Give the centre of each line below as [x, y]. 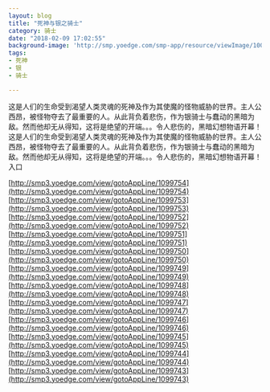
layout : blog [30, 16]
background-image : [39, 46]
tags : [17, 53]
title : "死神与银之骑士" [45, 23]
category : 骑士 [33, 31]
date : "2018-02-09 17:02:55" [57, 38]
